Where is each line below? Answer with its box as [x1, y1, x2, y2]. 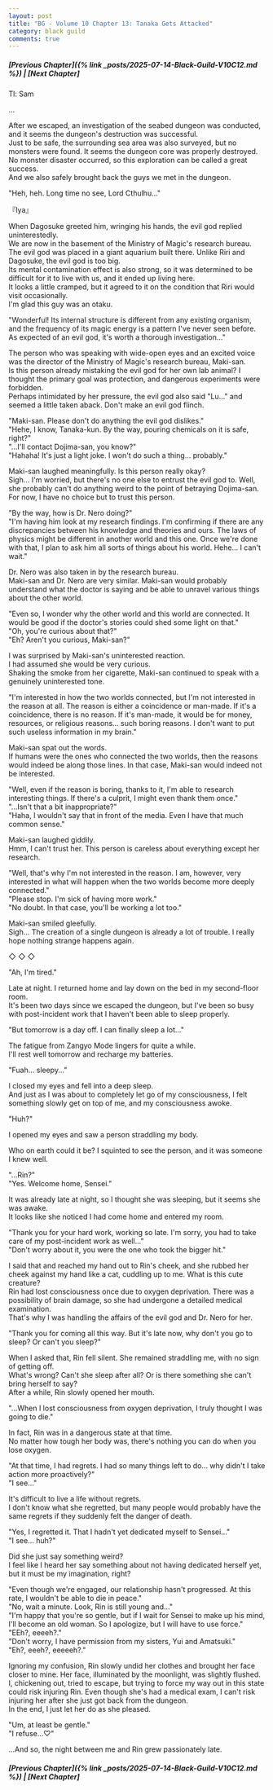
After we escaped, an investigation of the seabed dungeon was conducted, [8, 121, 262, 130]
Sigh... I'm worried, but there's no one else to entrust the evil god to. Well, [8, 475, 256, 485]
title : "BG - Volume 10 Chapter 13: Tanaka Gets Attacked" [8, 20, 214, 28]
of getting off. [8, 1361, 55, 1371]
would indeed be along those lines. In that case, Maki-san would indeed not [8, 760, 262, 770]
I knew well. [8, 1154, 49, 1164]
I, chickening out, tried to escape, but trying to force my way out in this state [8, 1678, 265, 1688]
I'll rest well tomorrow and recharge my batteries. [8, 1049, 174, 1059]
